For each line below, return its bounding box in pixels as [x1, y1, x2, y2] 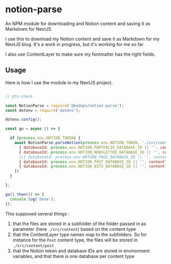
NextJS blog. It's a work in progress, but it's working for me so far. [5, 41, 145, 47]
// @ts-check [5, 93, 33, 99]
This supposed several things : [5, 210, 70, 217]
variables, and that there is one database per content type [12, 253, 135, 259]
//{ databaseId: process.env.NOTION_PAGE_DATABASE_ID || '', [18, 154, 152, 159]
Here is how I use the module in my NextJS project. [5, 79, 113, 85]
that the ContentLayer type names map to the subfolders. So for [12, 231, 147, 237]
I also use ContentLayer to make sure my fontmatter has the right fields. [5, 51, 156, 57]
